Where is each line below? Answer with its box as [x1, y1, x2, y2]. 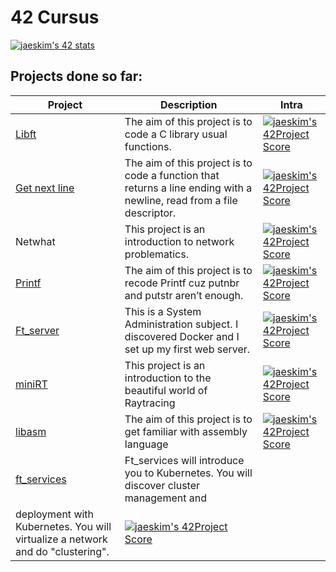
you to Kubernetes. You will [124, 466, 253, 480]
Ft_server [15, 323, 60, 337]
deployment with [15, 507, 95, 521]
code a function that [124, 168, 220, 182]
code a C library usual [124, 127, 228, 141]
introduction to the [124, 371, 212, 385]
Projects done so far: [10, 68, 143, 85]
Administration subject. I [124, 317, 239, 331]
